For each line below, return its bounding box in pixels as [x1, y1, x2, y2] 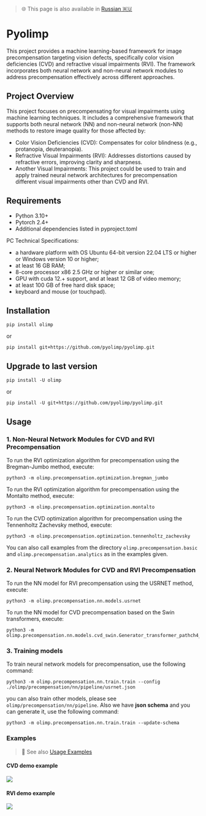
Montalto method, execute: [6, 492, 75, 499]
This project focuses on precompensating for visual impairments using [6, 107, 185, 115]
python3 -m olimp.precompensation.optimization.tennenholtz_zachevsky [6, 533, 191, 539]
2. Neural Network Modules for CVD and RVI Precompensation [6, 565, 196, 574]
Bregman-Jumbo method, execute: [6, 463, 95, 470]
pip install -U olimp [6, 377, 62, 384]
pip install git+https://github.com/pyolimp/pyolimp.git [6, 345, 155, 351]
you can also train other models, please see [6, 695, 116, 703]
